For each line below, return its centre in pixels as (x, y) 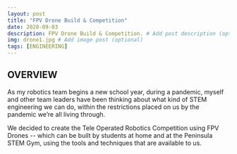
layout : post (26, 14)
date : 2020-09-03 (33, 27)
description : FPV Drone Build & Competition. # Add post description (112, 33)
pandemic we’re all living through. (56, 114)
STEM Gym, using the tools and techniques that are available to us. (105, 143)
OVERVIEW (32, 75)
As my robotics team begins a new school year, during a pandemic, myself (116, 91)
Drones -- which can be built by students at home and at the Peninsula (110, 135)
